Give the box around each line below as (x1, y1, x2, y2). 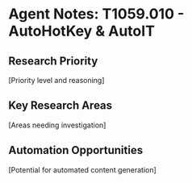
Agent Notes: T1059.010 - (8, 5, 185, 23)
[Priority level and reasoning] (8, 76, 105, 85)
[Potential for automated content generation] (8, 164, 157, 174)
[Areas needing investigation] (8, 120, 106, 130)
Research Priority (8, 54, 98, 68)
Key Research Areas (8, 98, 113, 113)
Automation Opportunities (8, 143, 144, 157)
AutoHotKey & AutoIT (8, 22, 156, 40)
